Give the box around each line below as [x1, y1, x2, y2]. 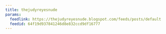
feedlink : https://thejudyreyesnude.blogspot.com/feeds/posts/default [10, 16, 161, 21]
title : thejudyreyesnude [5, 7, 58, 12]
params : [5, 12, 22, 17]
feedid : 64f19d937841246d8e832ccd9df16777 [10, 21, 100, 26]
